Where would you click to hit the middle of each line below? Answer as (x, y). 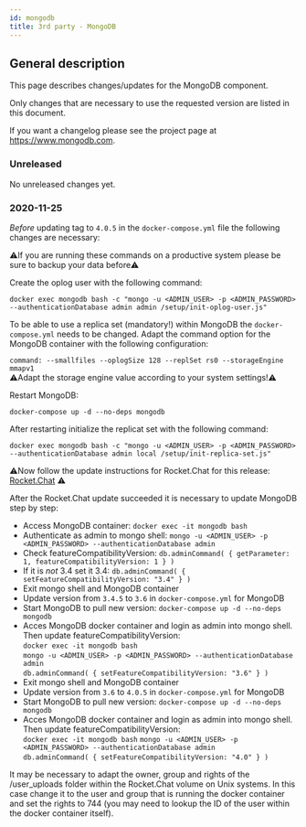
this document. (38, 113)
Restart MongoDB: (44, 395)
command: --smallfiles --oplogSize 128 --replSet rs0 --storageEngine (147, 360)
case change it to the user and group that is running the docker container (147, 793)
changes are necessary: (55, 237)
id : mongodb (32, 18)
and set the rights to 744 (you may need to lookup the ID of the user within (150, 803)
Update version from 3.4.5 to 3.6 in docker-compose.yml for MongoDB (153, 598)
